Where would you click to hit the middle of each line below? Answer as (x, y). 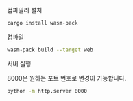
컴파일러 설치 (25, 10)
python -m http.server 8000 (47, 91)
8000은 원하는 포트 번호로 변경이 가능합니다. (67, 78)
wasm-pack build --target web (50, 50)
